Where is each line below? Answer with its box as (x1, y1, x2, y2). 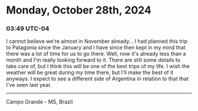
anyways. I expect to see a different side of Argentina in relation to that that (6, 75, 189, 82)
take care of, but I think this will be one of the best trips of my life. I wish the (6, 63, 190, 70)
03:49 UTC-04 (6, 25, 49, 33)
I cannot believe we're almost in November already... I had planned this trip (6, 38, 188, 45)
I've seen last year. (6, 82, 52, 89)
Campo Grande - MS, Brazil (6, 98, 73, 106)
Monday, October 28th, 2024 (6, 4, 151, 17)
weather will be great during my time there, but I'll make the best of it (6, 69, 174, 76)
